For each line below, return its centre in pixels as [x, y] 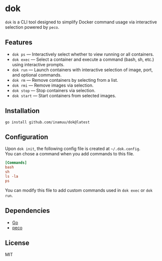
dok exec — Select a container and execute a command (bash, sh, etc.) [83, 59]
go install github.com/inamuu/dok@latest [48, 122]
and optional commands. [37, 75]
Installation [22, 111]
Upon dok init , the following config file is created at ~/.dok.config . [73, 149]
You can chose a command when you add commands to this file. [70, 154]
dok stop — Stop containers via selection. [54, 90]
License [17, 243]
